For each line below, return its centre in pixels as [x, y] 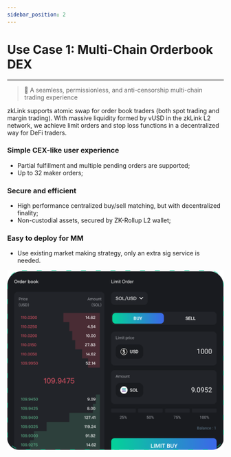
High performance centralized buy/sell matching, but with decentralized [119, 206]
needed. [29, 261]
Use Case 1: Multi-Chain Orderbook [110, 49]
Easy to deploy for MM [45, 238]
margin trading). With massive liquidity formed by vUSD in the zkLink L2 [109, 118]
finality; [28, 213]
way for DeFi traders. [37, 133]
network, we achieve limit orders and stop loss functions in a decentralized [113, 125]
